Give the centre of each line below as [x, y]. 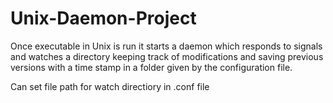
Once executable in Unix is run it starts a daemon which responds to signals [166, 46]
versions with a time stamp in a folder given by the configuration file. [151, 67]
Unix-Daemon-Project [103, 18]
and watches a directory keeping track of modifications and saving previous [167, 56]
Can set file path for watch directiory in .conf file [110, 86]
